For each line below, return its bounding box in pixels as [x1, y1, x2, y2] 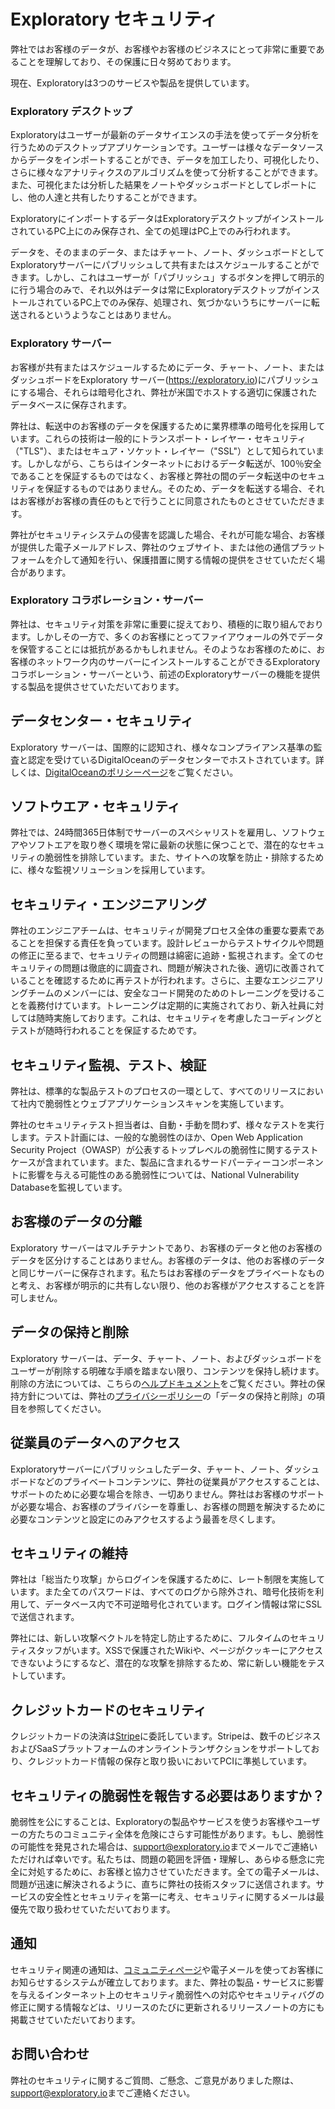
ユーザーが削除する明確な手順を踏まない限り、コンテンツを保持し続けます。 [10, 1365, 325, 1377]
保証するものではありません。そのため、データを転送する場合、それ [44, 482, 325, 494]
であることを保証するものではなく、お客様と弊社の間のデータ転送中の [10, 470, 300, 482]
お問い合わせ [10, 2046, 90, 2063]
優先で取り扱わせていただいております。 [10, 1903, 176, 1915]
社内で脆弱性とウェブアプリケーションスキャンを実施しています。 [18, 1098, 290, 1110]
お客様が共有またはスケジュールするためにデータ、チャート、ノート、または [10, 361, 325, 373]
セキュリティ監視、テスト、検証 [10, 1056, 207, 1074]
